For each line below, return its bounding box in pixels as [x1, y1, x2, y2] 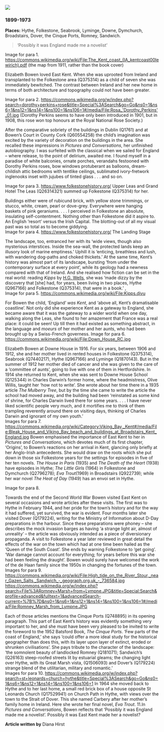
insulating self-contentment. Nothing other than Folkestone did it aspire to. [5, 213, 155, 220]
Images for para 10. [5, 670, 44, 676]
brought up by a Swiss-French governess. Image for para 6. [5, 331, 126, 337]
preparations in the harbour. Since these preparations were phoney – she [5, 521, 153, 527]
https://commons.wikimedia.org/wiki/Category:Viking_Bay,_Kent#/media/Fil [5, 423, 157, 430]
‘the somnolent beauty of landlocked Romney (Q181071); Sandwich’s [5, 649, 143, 655]
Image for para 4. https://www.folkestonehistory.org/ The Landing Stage [5, 229, 151, 235]
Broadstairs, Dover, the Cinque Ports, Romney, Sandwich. [5, 33, 121, 39]
